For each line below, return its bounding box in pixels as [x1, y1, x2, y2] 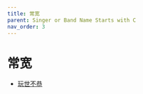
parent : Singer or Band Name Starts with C [7, 17, 137, 24]
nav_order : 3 [7, 23, 46, 30]
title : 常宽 [7, 10, 40, 17]
